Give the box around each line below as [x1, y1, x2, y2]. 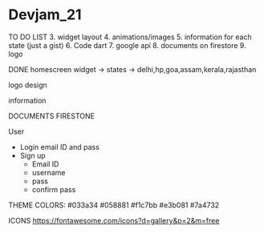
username [31, 167, 66, 177]
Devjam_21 [8, 6, 82, 24]
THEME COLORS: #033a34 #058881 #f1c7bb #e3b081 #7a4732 [8, 200, 220, 210]
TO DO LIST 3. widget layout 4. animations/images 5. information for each [8, 32, 252, 42]
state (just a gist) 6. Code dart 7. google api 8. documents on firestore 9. [8, 40, 246, 50]
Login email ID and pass [19, 142, 100, 151]
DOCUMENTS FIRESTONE [8, 110, 95, 121]
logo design [8, 80, 48, 90]
